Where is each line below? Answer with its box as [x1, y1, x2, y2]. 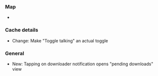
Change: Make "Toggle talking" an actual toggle [12, 38, 108, 43]
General [5, 50, 24, 57]
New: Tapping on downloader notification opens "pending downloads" [12, 61, 154, 67]
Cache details [5, 27, 38, 34]
